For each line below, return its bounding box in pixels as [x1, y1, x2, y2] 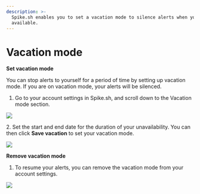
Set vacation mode [6, 65, 54, 72]
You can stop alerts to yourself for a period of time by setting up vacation [6, 77, 186, 84]
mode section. [14, 101, 51, 108]
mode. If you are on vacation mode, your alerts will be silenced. [6, 83, 162, 90]
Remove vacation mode [6, 152, 66, 159]
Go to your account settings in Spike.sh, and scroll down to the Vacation [14, 95, 192, 102]
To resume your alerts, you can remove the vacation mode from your [14, 164, 184, 171]
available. [11, 20, 39, 26]
